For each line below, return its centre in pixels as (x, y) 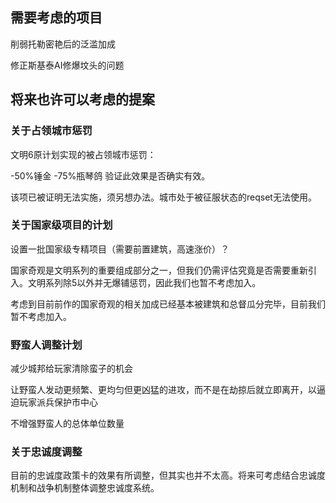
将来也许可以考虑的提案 (82, 99)
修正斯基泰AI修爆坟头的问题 (67, 65)
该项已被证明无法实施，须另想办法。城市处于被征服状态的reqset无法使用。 (163, 197)
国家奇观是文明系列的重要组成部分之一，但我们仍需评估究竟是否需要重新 (159, 270)
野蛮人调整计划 (46, 345)
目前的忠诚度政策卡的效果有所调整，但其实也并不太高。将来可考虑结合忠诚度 (168, 475)
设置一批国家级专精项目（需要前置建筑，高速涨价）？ (120, 249)
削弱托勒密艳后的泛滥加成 (63, 44)
